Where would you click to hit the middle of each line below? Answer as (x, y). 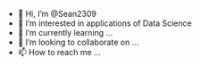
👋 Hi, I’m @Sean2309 (57, 14)
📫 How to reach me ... (59, 52)
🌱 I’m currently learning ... (65, 33)
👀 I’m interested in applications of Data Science (105, 23)
